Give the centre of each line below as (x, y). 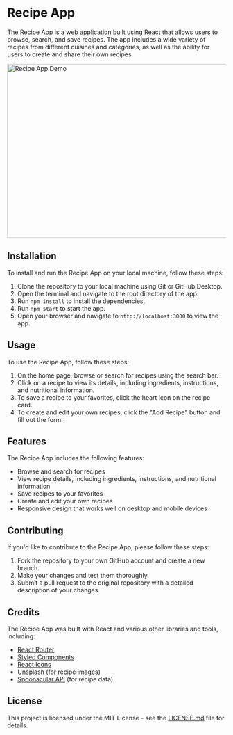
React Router (36, 649)
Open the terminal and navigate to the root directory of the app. (108, 293)
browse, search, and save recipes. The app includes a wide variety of (106, 39)
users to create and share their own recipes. (70, 54)
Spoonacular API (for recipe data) (65, 679)
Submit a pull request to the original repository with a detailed (105, 583)
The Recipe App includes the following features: (76, 458)
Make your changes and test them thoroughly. (83, 576)
